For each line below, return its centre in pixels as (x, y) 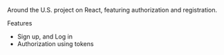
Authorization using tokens (55, 44)
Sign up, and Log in (45, 36)
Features (20, 23)
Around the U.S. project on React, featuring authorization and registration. (112, 10)
